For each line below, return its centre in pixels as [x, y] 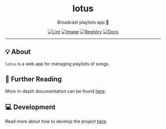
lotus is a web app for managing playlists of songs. [57, 64]
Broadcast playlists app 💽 [83, 22]
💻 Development [30, 107]
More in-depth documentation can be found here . [56, 91]
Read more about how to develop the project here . [56, 122]
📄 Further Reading [33, 79]
